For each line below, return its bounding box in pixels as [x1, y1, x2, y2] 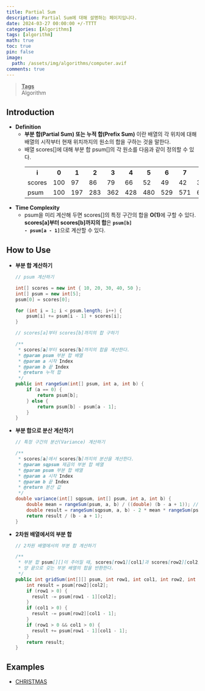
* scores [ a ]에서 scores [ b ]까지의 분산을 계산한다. [18, 456, 134, 462]
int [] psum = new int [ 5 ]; [15, 290, 81, 297]
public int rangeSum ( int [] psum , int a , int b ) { [15, 381, 145, 387]
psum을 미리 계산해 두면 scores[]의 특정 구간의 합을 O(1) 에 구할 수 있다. [24, 211, 196, 219]
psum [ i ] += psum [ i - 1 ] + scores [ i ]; [26, 313, 123, 319]
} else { [26, 398, 49, 404]
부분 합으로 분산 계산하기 [15, 427, 74, 434]
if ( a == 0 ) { [26, 387, 62, 393]
